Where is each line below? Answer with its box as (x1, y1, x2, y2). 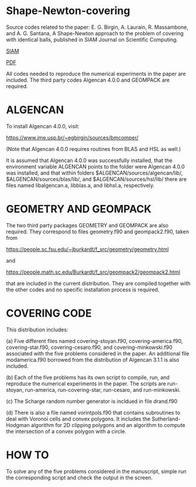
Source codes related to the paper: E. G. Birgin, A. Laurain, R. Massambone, (6, 23, 188, 31)
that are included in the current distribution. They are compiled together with (6, 280, 191, 287)
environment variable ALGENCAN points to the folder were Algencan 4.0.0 (6, 163, 185, 170)
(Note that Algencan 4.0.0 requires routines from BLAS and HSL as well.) (6, 145, 181, 152)
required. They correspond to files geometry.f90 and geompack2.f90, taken (6, 228, 189, 235)
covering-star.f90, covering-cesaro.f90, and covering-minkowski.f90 (6, 344, 173, 351)
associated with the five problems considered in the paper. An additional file (6, 350, 190, 357)
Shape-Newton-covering (6, 4, 130, 18)
